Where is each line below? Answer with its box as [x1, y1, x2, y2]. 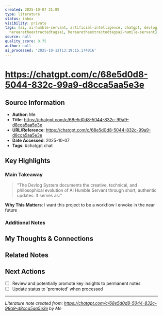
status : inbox [5, 16, 34, 21]
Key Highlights [5, 156, 50, 165]
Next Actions [5, 267, 45, 276]
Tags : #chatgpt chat [12, 142, 53, 149]
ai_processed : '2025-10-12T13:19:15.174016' [5, 48, 97, 53]
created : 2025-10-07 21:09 [5, 7, 60, 12]
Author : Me [12, 112, 35, 117]
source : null [5, 35, 32, 39]
